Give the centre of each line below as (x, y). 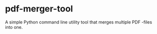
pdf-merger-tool (39, 9)
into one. (14, 27)
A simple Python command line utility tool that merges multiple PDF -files (79, 22)
